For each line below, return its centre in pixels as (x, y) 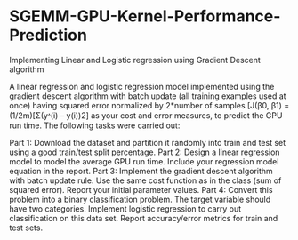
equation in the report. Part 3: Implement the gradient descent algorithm (141, 171)
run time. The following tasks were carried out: (95, 125)
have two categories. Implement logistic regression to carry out (125, 208)
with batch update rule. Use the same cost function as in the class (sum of (145, 180)
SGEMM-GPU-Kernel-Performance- (145, 16)
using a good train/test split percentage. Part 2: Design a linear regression (145, 152)
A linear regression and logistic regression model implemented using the (142, 86)
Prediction (48, 35)
